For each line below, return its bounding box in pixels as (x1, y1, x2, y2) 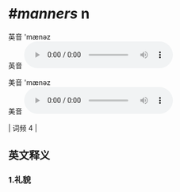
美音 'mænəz (8, 77, 52, 87)
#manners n (8, 5, 90, 23)
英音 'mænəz (8, 32, 52, 41)
